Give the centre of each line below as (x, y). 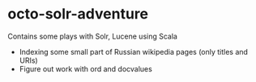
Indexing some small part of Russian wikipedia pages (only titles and (134, 51)
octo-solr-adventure (78, 14)
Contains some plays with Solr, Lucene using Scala (92, 36)
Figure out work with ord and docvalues (86, 68)
